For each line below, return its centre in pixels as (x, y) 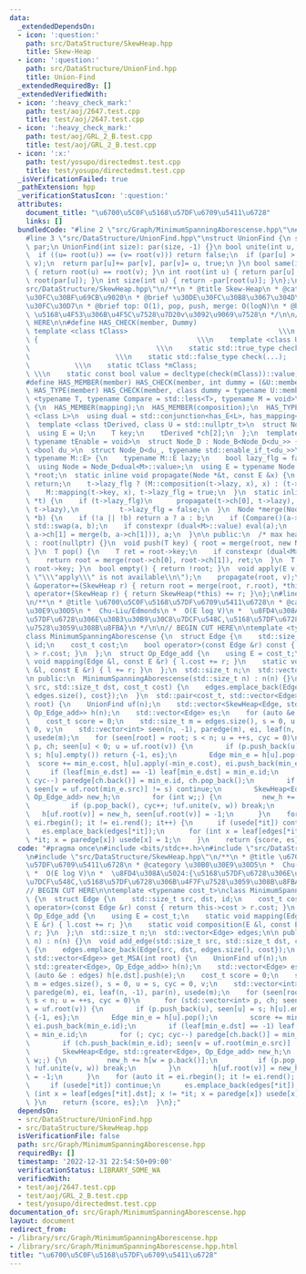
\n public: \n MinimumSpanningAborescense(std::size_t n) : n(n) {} (158, 679)
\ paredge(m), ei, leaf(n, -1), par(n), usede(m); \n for (142, 992)
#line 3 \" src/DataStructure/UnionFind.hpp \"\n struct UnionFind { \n (158, 238)
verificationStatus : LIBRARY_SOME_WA (89, 1170)
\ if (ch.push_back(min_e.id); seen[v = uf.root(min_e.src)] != (164, 1043)
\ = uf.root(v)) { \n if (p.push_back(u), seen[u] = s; (146, 1009)
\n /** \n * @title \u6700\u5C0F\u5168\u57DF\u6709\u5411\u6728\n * (154, 602)
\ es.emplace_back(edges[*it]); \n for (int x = (132, 831)
